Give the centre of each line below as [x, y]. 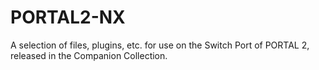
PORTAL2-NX [68, 17]
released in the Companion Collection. [89, 55]
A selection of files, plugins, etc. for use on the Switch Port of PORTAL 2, [160, 45]
